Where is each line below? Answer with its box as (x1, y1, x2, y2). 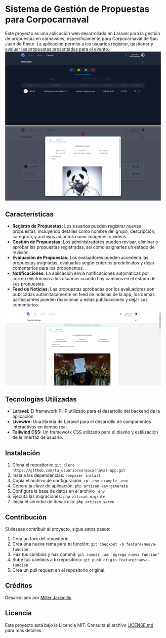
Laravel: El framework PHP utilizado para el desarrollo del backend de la (12, 408, 160, 414)
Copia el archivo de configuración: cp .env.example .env (12, 478, 128, 484)
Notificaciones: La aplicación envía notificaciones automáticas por (12, 270, 149, 276)
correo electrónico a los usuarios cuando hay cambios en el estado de (12, 276, 156, 282)
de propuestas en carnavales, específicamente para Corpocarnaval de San (5, 36, 158, 42)
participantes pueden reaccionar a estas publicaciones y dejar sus (12, 297, 148, 302)
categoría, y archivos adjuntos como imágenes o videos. (12, 234, 127, 240)
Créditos (5, 582, 33, 590)
